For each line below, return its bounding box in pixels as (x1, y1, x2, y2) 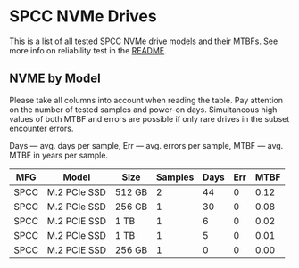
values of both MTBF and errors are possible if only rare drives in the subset (9, 113, 290, 124)
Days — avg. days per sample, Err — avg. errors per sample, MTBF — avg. (9, 140, 284, 150)
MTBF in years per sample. (9, 150, 109, 160)
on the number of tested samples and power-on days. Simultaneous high (9, 104, 278, 115)
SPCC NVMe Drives (9, 6, 158, 27)
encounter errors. (9, 123, 74, 134)
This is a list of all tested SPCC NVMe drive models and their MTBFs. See (9, 36, 278, 46)
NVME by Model (9, 71, 101, 86)
